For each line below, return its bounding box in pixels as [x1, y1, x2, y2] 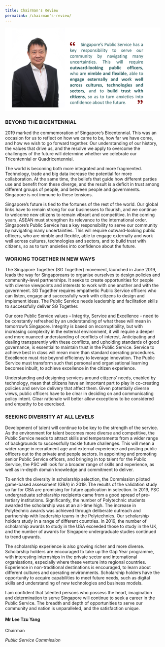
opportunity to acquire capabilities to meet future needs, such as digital [5, 575, 150, 580]
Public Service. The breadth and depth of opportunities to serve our [5, 600, 143, 606]
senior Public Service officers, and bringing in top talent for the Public [5, 456, 147, 462]
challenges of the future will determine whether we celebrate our [5, 151, 137, 156]
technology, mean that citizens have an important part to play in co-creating [5, 380, 160, 386]
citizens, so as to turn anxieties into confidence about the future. [5, 243, 136, 249]
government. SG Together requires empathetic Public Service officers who [5, 288, 157, 293]
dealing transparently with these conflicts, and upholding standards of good [5, 339, 159, 345]
